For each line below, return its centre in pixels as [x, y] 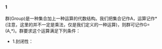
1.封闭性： [23, 42]
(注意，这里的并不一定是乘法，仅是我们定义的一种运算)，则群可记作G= [78, 25]
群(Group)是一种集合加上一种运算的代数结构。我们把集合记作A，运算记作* [81, 19]
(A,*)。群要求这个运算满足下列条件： [43, 31]
